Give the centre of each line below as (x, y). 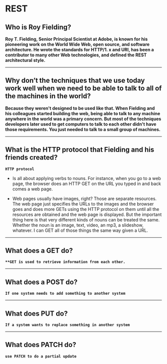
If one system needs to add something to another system (65, 294)
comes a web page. (33, 189)
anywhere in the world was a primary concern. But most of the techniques (83, 119)
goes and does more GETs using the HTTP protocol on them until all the (86, 209)
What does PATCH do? (41, 345)
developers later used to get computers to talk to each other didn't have (81, 124)
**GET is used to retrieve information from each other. (65, 262)
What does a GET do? (39, 251)
